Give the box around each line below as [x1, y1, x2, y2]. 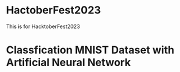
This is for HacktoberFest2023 [6, 23, 81, 30]
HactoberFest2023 [6, 4, 101, 17]
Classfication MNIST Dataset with [6, 43, 175, 57]
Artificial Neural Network [6, 56, 131, 69]
